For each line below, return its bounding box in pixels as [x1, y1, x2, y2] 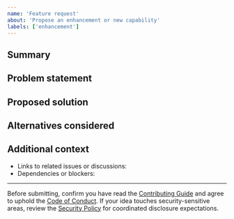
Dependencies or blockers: [17, 169, 95, 177]
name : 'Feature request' [7, 10, 79, 17]
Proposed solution [7, 96, 88, 108]
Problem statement [7, 72, 93, 84]
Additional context [7, 143, 89, 155]
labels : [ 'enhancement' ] [7, 23, 79, 30]
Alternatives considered [7, 120, 115, 131]
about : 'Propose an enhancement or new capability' [7, 17, 160, 24]
